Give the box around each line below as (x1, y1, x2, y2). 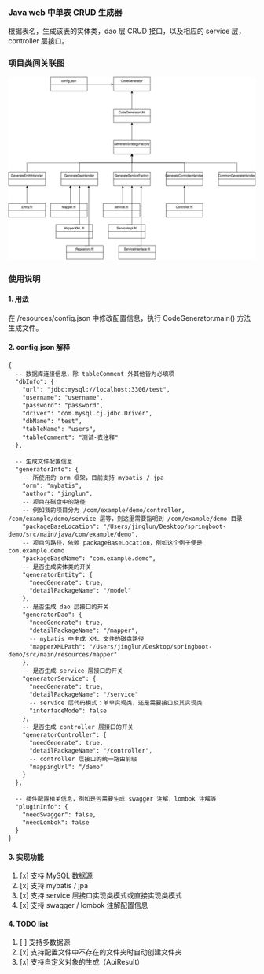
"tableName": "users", (22, 426, 97, 433)
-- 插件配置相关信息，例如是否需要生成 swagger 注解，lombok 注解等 (15, 795, 217, 803)
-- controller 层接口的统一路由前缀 (28, 755, 137, 764)
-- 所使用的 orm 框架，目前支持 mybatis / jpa (22, 474, 164, 482)
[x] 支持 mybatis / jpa (19, 881, 89, 890)
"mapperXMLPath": (28, 643, 86, 651)
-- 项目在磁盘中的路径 (22, 498, 86, 506)
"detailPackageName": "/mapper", (28, 626, 139, 635)
